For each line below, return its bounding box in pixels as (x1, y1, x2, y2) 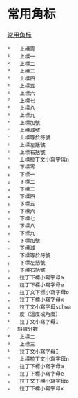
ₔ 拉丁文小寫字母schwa (7, 303, 71, 311)
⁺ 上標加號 (7, 119, 41, 126)
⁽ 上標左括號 (7, 141, 46, 148)
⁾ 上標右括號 (7, 148, 46, 156)
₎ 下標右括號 (7, 266, 46, 274)
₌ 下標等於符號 (7, 252, 50, 259)
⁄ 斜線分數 (7, 325, 39, 333)
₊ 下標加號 (7, 237, 41, 244)
